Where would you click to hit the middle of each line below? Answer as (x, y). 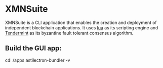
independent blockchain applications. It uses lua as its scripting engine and (81, 27)
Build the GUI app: (33, 48)
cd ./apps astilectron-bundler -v (38, 60)
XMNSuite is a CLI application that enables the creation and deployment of (81, 23)
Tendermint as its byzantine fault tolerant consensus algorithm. (69, 33)
